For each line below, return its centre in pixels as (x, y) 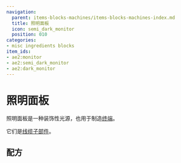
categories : (21, 40)
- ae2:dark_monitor (31, 68)
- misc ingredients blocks (40, 46)
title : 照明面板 (31, 23)
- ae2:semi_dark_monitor (38, 63)
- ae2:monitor (24, 57)
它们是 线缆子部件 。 (30, 131)
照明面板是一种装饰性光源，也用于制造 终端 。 (62, 119)
